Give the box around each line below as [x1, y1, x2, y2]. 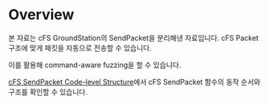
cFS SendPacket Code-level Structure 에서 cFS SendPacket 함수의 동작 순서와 [8, 77, 261, 86]
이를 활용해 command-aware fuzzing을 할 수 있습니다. [8, 60, 181, 70]
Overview [8, 6, 75, 24]
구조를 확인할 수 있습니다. [8, 86, 88, 97]
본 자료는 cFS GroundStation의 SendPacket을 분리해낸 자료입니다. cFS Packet [8, 33, 259, 42]
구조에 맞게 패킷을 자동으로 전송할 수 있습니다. [8, 42, 153, 53]
